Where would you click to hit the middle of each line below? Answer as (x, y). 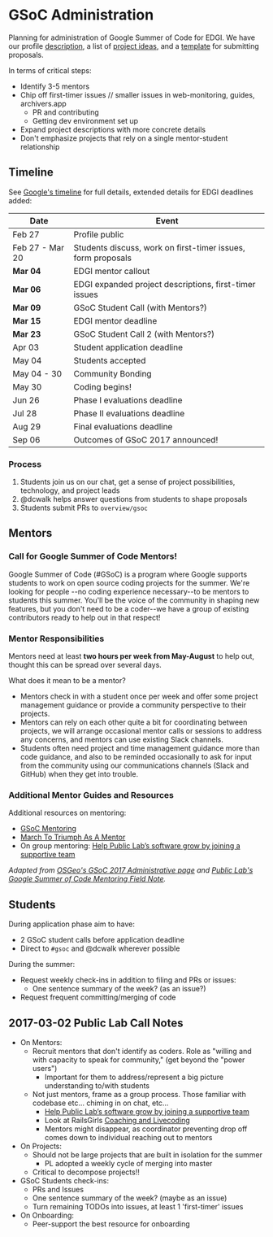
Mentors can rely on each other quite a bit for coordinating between (134, 722)
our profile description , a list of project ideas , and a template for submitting (134, 46)
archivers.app (43, 103)
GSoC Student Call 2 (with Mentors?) (144, 333)
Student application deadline (128, 347)
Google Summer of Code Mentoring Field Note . (87, 879)
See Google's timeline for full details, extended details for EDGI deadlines (131, 192)
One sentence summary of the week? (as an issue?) (119, 989)
